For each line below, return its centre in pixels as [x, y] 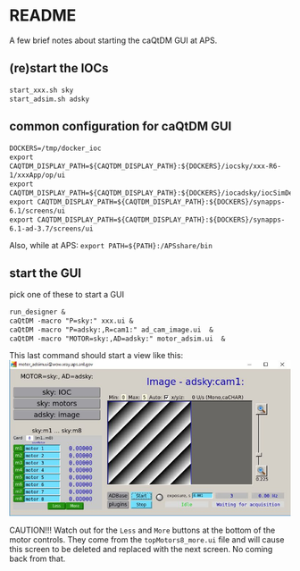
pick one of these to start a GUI [67, 295]
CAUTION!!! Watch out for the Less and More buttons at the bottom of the [142, 530]
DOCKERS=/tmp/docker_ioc [55, 148]
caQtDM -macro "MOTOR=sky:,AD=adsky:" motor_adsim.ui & [117, 339]
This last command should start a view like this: [96, 356]
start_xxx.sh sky [42, 90]
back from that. [37, 558]
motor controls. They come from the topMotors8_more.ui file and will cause [147, 540]
